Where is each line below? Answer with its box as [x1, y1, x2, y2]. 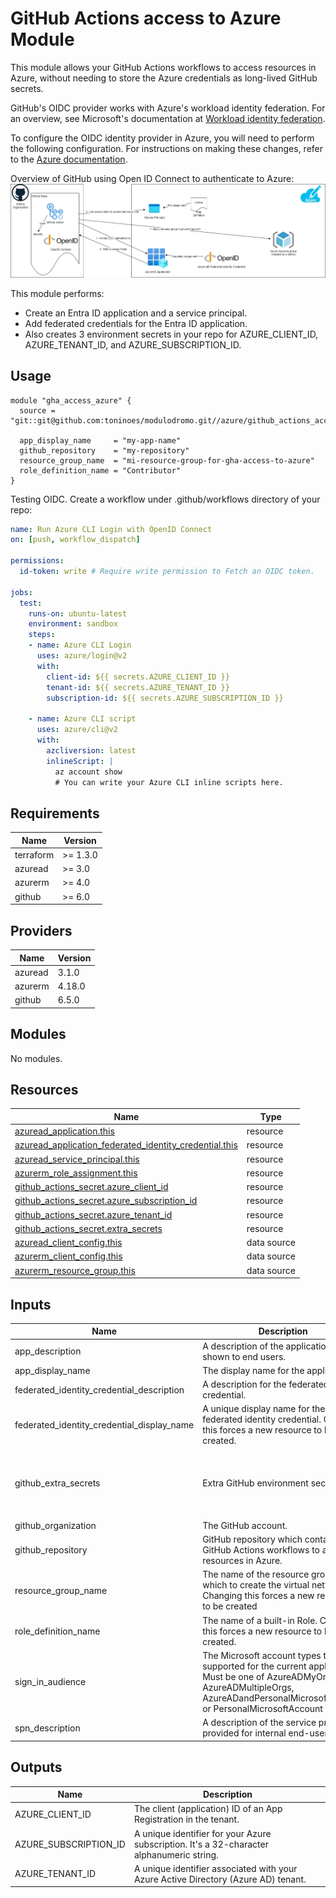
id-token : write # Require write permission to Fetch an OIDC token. [19, 567, 315, 577]
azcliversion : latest [46, 745, 137, 756]
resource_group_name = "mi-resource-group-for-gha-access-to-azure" [19, 455, 315, 466]
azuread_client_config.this [14, 1237, 123, 1249]
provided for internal [202, 1727, 287, 1739]
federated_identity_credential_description [14, 1383, 185, 1396]
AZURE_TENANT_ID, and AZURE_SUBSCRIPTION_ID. [24, 338, 242, 351]
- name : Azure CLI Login [28, 640, 132, 651]
